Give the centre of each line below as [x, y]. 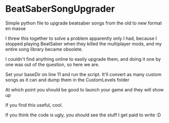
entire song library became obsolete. [44, 49]
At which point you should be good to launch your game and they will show [84, 89]
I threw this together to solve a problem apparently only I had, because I [81, 38]
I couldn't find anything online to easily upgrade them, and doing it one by [83, 59]
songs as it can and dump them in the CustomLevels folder [67, 80]
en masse [16, 28]
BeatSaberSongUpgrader [60, 9]
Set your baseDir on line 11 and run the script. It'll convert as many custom [83, 74]
